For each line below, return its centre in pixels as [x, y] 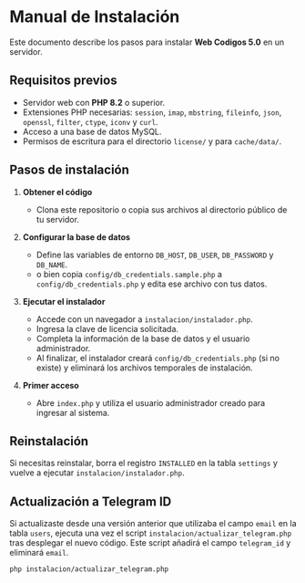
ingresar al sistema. [73, 412]
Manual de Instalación [95, 17]
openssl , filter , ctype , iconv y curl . [90, 121]
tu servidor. [58, 219]
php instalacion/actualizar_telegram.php [89, 569]
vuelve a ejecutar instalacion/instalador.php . [97, 473]
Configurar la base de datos [76, 237]
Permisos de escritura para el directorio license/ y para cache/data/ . [152, 141]
